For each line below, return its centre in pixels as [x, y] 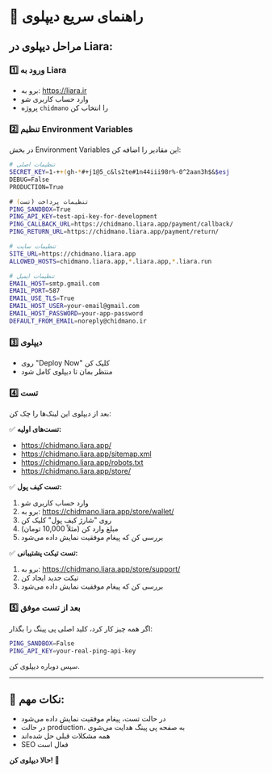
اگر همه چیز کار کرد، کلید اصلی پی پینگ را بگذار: [81, 628]
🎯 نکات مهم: [37, 699]
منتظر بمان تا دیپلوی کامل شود [67, 372]
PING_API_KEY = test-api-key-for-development [84, 217]
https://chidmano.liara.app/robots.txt [82, 463]
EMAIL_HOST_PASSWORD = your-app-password [76, 314]
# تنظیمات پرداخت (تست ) [49, 201]
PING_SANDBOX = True [40, 209]
